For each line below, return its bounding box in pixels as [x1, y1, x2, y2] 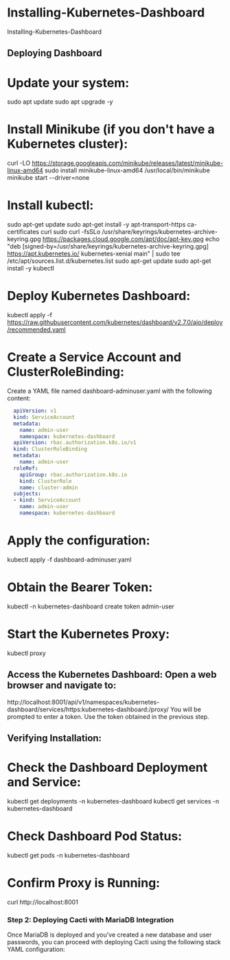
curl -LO [7, 159, 31, 168]
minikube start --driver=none [7, 174, 90, 182]
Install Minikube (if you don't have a [7, 122, 215, 137]
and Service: [7, 775, 81, 790]
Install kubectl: [7, 198, 94, 214]
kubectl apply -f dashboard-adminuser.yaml [7, 555, 132, 564]
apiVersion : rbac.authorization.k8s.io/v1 [13, 439, 137, 446]
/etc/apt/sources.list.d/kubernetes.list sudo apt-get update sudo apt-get [7, 257, 211, 265]
